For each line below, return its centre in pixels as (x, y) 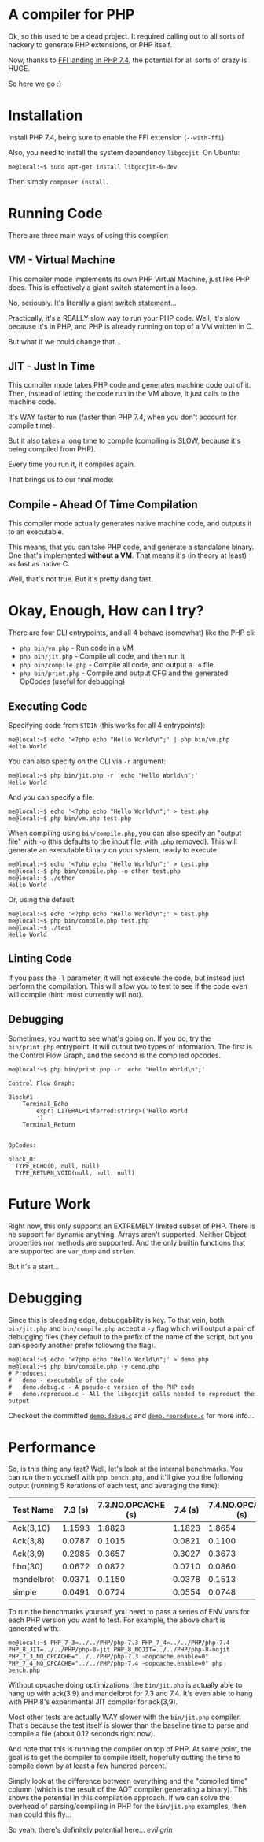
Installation (46, 115)
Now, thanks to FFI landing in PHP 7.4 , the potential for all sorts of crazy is (128, 60)
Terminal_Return (49, 1124)
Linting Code (40, 959)
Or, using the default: (42, 899)
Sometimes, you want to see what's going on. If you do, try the (110, 1038)
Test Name (33, 1510)
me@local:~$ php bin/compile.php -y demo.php (84, 1366)
